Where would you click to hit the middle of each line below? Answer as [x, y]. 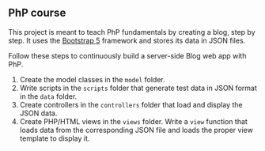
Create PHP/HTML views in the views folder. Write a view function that [133, 121]
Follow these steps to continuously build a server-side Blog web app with [127, 55]
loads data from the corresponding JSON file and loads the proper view [136, 130]
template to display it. [55, 138]
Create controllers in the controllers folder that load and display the [131, 104]
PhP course [37, 13]
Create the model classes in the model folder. [92, 79]
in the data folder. [48, 96]
